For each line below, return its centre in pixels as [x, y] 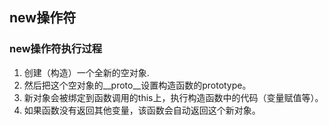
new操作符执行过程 [56, 49]
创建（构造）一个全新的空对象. [86, 72]
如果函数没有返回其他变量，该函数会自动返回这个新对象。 [142, 110]
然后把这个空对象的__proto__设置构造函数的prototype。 [137, 85]
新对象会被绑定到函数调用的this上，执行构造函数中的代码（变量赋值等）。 [173, 97]
